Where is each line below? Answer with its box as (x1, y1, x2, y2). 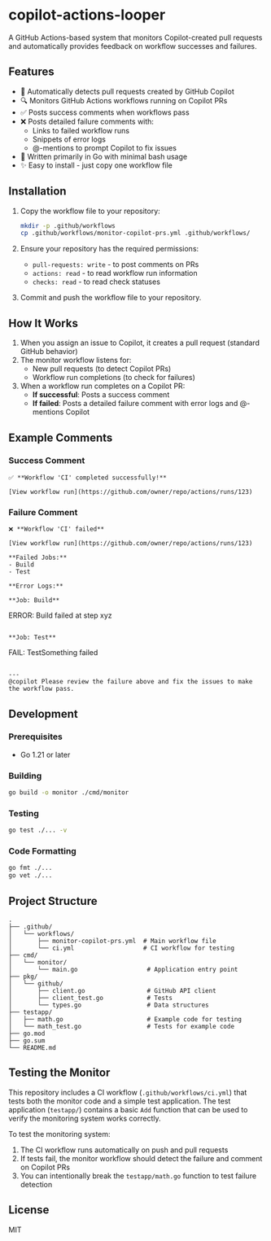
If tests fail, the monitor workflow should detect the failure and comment (20, 1153, 263, 1163)
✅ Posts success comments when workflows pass (20, 107, 190, 117)
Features (8, 65, 55, 79)
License (8, 1203, 50, 1217)
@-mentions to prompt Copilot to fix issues (32, 142, 177, 152)
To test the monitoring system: (8, 1129, 111, 1138)
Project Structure (8, 894, 98, 908)
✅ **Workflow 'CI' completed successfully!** (8, 474, 167, 482)
